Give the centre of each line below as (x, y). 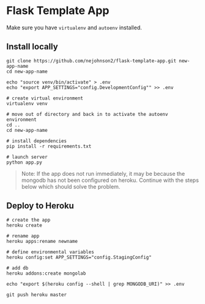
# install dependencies (37, 141)
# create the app (28, 220)
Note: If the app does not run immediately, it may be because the (103, 173)
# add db (17, 268)
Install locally (32, 47)
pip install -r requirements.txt (49, 146)
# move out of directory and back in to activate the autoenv (87, 114)
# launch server (27, 157)
